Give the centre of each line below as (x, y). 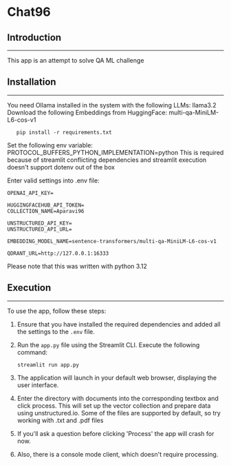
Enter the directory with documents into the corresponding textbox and (118, 398)
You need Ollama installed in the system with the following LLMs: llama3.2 (112, 105)
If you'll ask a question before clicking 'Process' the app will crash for (115, 433)
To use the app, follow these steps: (57, 311)
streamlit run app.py (48, 365)
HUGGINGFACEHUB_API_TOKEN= (46, 205)
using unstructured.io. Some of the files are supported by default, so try (119, 413)
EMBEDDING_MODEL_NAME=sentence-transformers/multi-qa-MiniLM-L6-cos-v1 (112, 241)
